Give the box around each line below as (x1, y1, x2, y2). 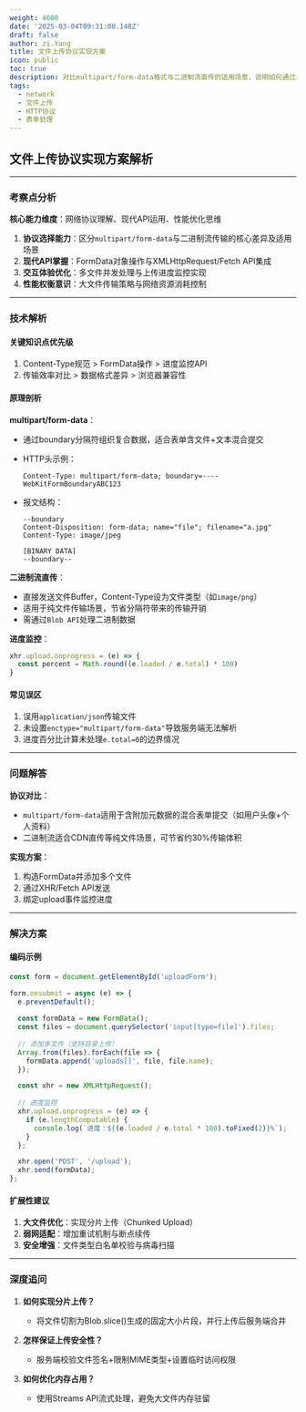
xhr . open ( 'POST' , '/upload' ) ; (17, 1157, 132, 1167)
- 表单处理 (17, 115, 54, 124)
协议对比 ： (9, 789, 50, 800)
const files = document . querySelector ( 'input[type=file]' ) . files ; (17, 1023, 275, 1032)
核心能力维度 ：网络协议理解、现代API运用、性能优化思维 (9, 213, 222, 224)
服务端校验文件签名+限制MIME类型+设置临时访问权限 (36, 1354, 237, 1365)
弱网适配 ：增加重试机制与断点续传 (22, 1228, 151, 1240)
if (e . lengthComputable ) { (25, 1115, 128, 1124)
